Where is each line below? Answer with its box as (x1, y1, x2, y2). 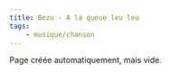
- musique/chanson (25, 30, 95, 39)
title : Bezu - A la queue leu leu (9, 13, 140, 23)
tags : (9, 22, 30, 31)
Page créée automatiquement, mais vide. (9, 55, 163, 66)
